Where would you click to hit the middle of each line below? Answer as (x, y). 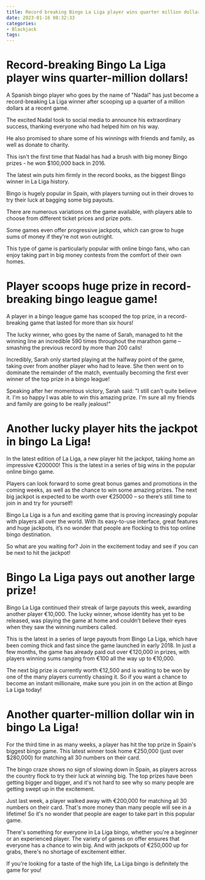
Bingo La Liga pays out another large (101, 578)
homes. (16, 261)
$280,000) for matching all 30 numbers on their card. (74, 758)
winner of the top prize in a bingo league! (58, 379)
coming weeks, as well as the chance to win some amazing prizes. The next (102, 490)
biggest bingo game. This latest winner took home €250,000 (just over (95, 751)
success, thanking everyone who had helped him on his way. (83, 127)
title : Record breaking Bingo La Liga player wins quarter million (94, 12)
